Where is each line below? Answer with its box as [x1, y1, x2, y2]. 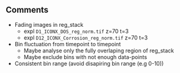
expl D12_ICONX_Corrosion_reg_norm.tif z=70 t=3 [23, 33, 148, 41]
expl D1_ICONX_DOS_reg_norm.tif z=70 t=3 [23, 27, 129, 35]
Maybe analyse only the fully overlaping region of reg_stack [23, 47, 175, 54]
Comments [5, 5, 49, 15]
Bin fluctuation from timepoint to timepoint [14, 40, 121, 47]
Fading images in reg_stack [14, 21, 84, 28]
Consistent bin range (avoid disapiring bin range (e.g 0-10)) [14, 60, 164, 67]
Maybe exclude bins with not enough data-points [23, 53, 148, 60]
